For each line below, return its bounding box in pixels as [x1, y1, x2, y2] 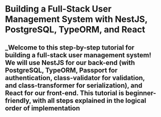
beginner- [125, 89, 157, 97]
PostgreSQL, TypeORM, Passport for [5, 66, 118, 74]
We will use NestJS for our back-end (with [5, 58, 135, 67]
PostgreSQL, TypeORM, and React [5, 24, 145, 35]
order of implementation [5, 104, 80, 112]
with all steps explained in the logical [32, 96, 146, 105]
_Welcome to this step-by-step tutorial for [5, 43, 135, 51]
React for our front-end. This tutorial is [5, 89, 125, 97]
